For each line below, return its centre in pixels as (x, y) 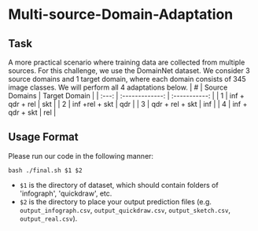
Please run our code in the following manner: (81, 156)
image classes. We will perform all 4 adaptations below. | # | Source (118, 87)
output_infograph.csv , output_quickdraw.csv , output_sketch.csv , (125, 210)
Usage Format (43, 137)
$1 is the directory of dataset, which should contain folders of (119, 185)
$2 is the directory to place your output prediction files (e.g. (116, 201)
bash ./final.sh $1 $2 (45, 170)
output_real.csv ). (48, 218)
